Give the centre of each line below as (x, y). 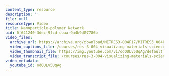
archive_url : (23, 42)
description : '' (22, 14)
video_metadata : (22, 61)
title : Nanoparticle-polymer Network (45, 28)
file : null (17, 19)
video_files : (19, 38)
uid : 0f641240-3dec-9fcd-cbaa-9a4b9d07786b (52, 33)
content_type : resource (30, 10)
